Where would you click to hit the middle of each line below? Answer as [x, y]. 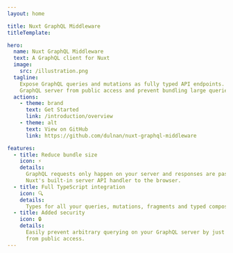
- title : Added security [49, 213]
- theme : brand [42, 104]
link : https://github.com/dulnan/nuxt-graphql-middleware [111, 136]
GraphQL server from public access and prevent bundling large [113, 90]
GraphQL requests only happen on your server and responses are [120, 174]
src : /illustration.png [54, 71]
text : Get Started [52, 110]
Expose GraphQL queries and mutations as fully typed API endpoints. [122, 84]
